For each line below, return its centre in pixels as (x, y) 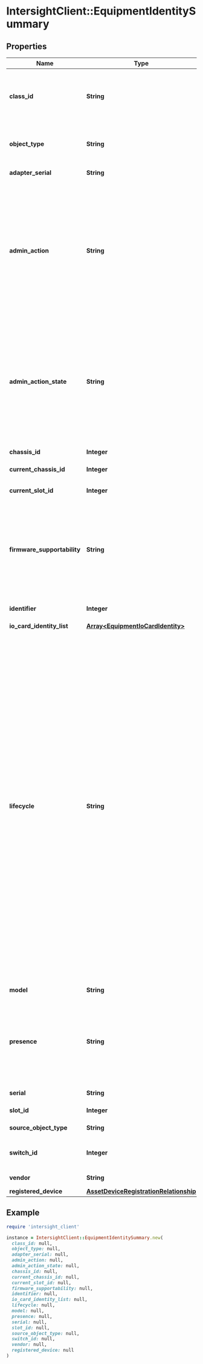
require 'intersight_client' (43, 1227)
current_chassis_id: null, (46, 1277)
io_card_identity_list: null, (50, 1300)
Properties (27, 46)
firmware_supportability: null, (53, 1288)
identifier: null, (35, 1294)
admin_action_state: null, (46, 1266)
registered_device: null (43, 1350)
